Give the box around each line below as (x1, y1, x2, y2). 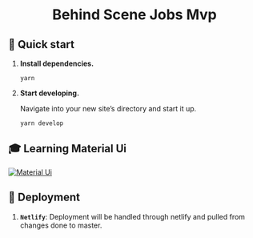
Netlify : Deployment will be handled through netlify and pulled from (19, 212, 246, 221)
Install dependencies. (19, 58, 94, 68)
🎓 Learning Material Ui (8, 142, 127, 155)
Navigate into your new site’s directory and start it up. (19, 104, 197, 113)
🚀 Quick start (8, 38, 74, 51)
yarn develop (19, 119, 64, 127)
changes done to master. (19, 220, 102, 230)
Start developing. (19, 88, 80, 98)
